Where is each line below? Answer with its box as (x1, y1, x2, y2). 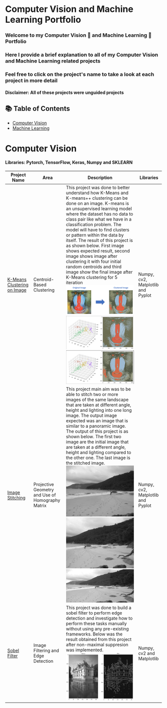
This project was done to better (66, 184, 130, 190)
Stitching (7, 494, 26, 500)
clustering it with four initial (66, 258, 121, 264)
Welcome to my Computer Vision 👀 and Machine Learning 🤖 (5, 32, 152, 39)
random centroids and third (66, 263, 122, 269)
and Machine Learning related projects (5, 58, 101, 65)
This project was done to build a (66, 605, 132, 611)
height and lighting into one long (66, 407, 132, 413)
